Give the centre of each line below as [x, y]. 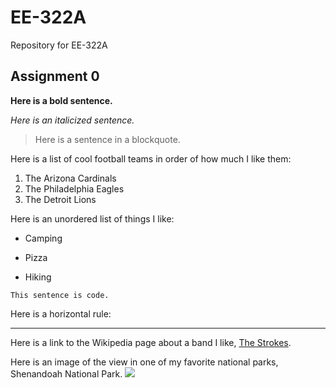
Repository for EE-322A [59, 45]
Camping [43, 238]
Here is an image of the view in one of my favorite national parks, [144, 362]
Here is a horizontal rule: [61, 313]
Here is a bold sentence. [61, 100]
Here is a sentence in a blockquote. [107, 139]
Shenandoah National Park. [66, 373]
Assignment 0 [55, 76]
